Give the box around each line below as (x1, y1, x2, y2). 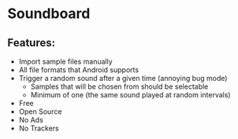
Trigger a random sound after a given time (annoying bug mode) (18, 74, 228, 82)
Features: (7, 36, 56, 49)
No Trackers (18, 123, 60, 133)
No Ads (18, 115, 44, 124)
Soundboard (7, 5, 91, 23)
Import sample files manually (18, 57, 113, 66)
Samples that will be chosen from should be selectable (30, 82, 209, 91)
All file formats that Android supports (18, 65, 139, 75)
